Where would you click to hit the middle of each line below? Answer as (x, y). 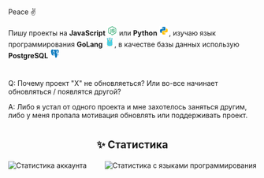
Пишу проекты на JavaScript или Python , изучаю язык (112, 33)
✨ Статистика (132, 145)
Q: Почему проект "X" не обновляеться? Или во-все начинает (113, 83)
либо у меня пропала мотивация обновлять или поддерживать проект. (128, 115)
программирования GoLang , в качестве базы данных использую (124, 44)
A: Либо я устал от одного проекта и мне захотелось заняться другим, (128, 107)
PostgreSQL (28, 56)
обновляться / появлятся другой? (65, 92)
